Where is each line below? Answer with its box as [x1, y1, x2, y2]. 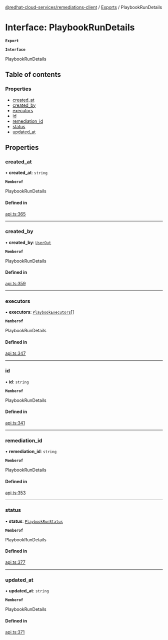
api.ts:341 [5, 420, 25, 426]
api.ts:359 [5, 281, 26, 287]
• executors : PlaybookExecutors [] [5, 309, 74, 315]
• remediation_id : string [5, 449, 57, 455]
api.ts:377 [5, 559, 26, 565]
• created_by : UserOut [5, 239, 51, 245]
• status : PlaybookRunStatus [5, 518, 63, 524]
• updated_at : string [5, 588, 49, 594]
